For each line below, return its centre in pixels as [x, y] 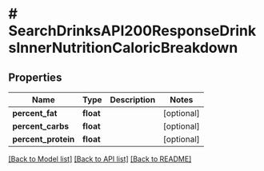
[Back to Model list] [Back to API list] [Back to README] [100, 159]
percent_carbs [41, 126]
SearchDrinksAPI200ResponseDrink [132, 31]
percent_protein [44, 139]
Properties [35, 77]
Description [133, 99]
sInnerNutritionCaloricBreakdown [123, 48]
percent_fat [35, 113]
